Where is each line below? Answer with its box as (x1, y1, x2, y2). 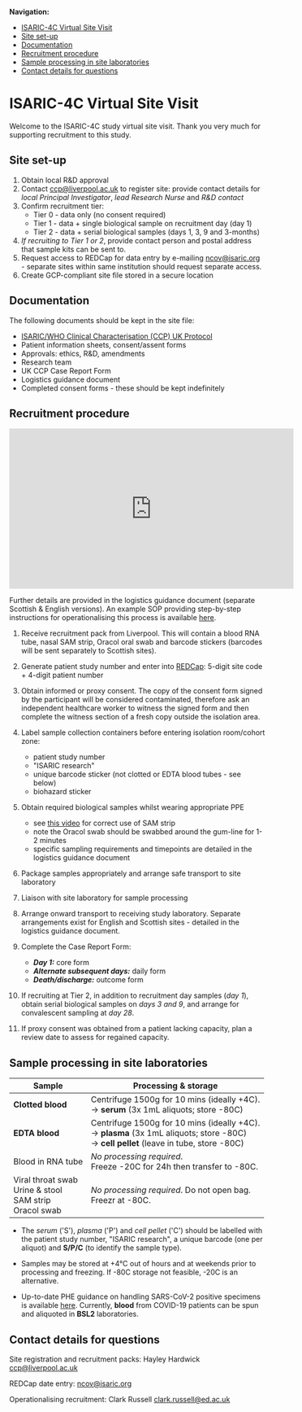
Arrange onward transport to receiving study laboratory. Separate (20, 909, 241, 919)
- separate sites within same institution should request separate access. (20, 261, 262, 271)
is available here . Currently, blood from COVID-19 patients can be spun (20, 1301, 259, 1310)
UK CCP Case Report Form (20, 365, 112, 375)
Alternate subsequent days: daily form (32, 966, 166, 976)
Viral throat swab (13, 1174, 79, 1186)
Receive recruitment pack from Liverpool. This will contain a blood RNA (20, 628, 260, 638)
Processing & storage (133, 1080, 218, 1091)
